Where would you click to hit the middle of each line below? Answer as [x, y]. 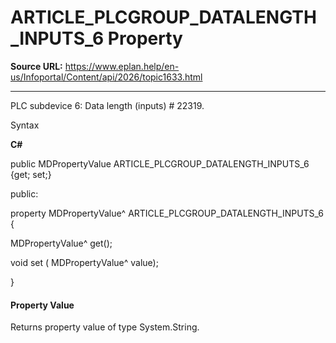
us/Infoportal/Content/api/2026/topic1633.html [106, 77]
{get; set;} [31, 174]
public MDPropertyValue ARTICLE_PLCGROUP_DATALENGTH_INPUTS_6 [160, 163]
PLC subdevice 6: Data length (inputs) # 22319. [107, 105]
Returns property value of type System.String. [105, 327]
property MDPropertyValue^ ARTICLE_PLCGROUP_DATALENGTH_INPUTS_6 [167, 213]
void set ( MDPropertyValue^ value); [84, 262]
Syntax [25, 125]
